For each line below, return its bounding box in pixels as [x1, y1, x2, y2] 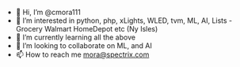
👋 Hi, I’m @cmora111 [15, 8, 81, 17]
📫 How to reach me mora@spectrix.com [15, 50, 150, 59]
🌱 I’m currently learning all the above [15, 32, 136, 42]
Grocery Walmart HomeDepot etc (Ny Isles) [15, 24, 158, 33]
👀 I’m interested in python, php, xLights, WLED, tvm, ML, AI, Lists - [15, 16, 233, 25]
